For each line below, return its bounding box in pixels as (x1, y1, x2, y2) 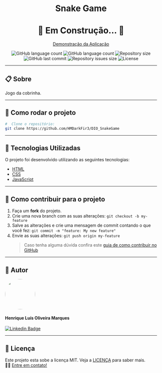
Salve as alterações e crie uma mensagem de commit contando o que (12, 222, 151, 228)
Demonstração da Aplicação (53, 41, 109, 47)
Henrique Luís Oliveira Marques (5, 315, 70, 321)
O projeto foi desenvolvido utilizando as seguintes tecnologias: (5, 157, 130, 163)
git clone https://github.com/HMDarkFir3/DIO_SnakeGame (5, 126, 120, 131)
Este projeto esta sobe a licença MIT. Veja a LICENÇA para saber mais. (5, 357, 146, 363)
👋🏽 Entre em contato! (5, 362, 47, 368)
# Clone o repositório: (5, 122, 55, 126)
